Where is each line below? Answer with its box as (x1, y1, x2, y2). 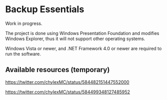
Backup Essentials (5, 4, 85, 15)
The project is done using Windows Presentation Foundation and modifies (5, 30, 159, 36)
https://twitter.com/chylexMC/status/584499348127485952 (5, 89, 131, 95)
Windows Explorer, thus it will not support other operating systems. (5, 36, 145, 42)
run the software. (5, 51, 41, 57)
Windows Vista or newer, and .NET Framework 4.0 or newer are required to (5, 45, 162, 51)
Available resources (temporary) (5, 65, 110, 74)
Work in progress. (5, 20, 43, 26)
